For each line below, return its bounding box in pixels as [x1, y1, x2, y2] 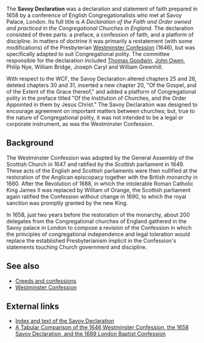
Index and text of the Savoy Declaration [15, 317, 114, 325]
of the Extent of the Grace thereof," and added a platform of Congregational [6, 88, 197, 95]
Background [6, 138, 54, 148]
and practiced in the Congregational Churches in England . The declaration [6, 24, 194, 32]
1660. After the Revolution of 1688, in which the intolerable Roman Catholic [6, 179, 194, 187]
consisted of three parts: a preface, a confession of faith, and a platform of [6, 31, 194, 38]
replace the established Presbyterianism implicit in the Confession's [6, 237, 177, 244]
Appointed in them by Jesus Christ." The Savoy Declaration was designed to [6, 101, 198, 108]
